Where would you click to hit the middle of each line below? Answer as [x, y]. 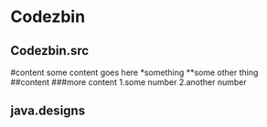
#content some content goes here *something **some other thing [134, 72]
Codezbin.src [50, 51]
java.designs [48, 111]
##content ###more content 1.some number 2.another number [129, 82]
